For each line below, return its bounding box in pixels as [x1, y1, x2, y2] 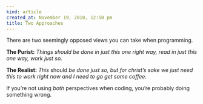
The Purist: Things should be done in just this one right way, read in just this [6, 48, 198, 56]
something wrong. [6, 91, 52, 99]
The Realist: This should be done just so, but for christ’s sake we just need [6, 67, 193, 74]
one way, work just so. [6, 55, 62, 62]
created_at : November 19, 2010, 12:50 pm [6, 15, 113, 21]
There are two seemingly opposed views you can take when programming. [6, 37, 193, 44]
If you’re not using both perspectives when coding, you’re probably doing [6, 85, 190, 92]
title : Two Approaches [6, 20, 64, 26]
